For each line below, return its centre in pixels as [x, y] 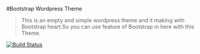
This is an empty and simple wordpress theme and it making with [103, 20]
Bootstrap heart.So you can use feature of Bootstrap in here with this [108, 27]
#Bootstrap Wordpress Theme [44, 9]
